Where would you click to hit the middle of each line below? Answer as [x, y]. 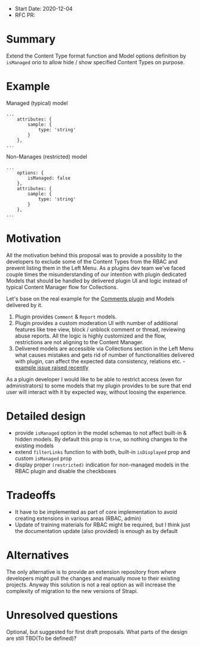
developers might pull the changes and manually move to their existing [93, 578]
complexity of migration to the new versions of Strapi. [72, 591]
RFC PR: [25, 15]
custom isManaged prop [43, 458]
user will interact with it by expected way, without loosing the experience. [96, 392]
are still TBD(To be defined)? [41, 638]
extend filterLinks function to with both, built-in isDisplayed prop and [102, 452]
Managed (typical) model [37, 103]
